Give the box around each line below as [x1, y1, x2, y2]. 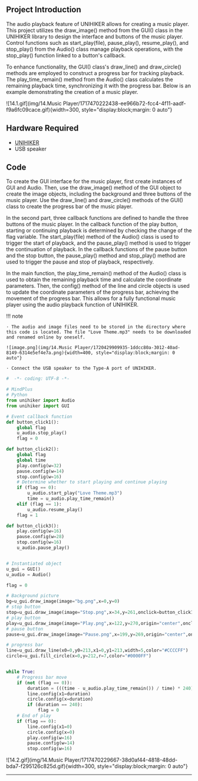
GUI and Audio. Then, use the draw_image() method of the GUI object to [6, 184, 181, 191]
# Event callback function [6, 414, 72, 419]
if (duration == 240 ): [27, 702, 83, 708]
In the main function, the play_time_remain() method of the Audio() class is [6, 270, 187, 277]
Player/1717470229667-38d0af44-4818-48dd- [64, 756, 178, 764]
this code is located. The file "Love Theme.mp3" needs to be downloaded [6, 329, 192, 336]
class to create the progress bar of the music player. [6, 203, 133, 210]
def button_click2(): [6, 446, 60, 453]
